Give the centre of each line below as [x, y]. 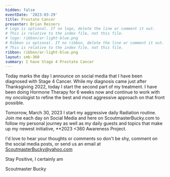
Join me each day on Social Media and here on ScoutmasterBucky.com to [82, 118]
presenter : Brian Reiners [32, 24]
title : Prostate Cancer [30, 19]
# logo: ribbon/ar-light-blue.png [42, 38]
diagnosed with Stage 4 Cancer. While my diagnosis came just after [76, 81]
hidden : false [20, 10]
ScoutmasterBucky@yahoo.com [39, 149]
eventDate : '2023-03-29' [31, 15]
